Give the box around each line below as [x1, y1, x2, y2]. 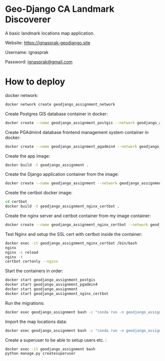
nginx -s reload [5, 250, 38, 255]
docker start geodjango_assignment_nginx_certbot [5, 291, 109, 296]
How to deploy [5, 76, 65, 87]
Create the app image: [5, 153, 51, 159]
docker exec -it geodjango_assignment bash [5, 346, 96, 352]
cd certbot [5, 199, 27, 204]
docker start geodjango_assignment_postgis [5, 277, 96, 283]
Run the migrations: [5, 300, 45, 306]
